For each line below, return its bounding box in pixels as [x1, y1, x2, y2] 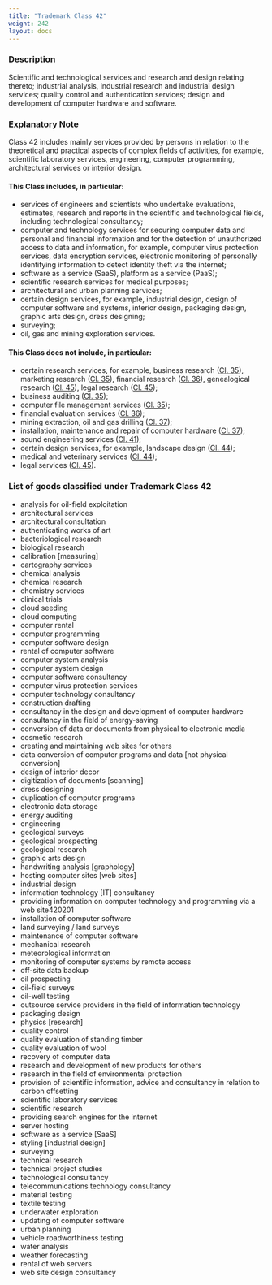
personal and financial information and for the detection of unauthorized [19, 234, 262, 244]
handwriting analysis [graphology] [19, 862, 136, 872]
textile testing [19, 1198, 67, 1208]
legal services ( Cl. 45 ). [19, 461, 97, 470]
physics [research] [19, 1017, 84, 1027]
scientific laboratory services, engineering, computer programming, [8, 154, 235, 163]
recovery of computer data [19, 1051, 110, 1061]
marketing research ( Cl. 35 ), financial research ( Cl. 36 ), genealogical [19, 374, 250, 384]
